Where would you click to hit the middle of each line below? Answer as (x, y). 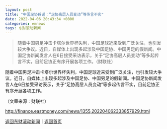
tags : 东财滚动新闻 (23, 28)
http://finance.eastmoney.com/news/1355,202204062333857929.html (78, 111)
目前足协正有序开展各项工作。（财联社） (75, 62)
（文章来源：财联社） (27, 101)
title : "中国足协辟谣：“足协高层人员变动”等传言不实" (54, 14)
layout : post (19, 10)
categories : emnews (25, 24)
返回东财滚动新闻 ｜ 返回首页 (34, 122)
